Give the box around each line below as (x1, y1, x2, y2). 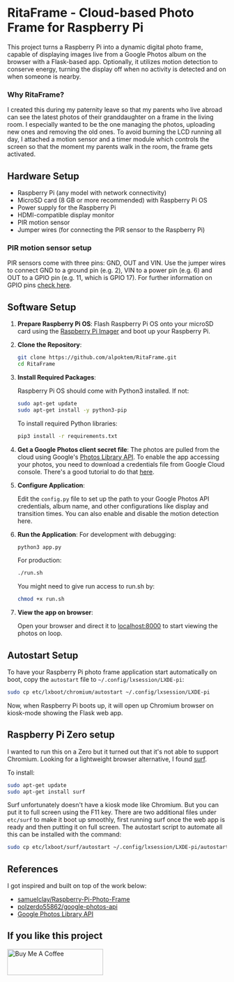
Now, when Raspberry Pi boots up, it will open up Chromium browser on (7, 701, 214, 710)
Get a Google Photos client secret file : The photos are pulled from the (17, 445, 220, 453)
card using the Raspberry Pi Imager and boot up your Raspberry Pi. (17, 327, 210, 336)
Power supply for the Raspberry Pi (17, 203, 116, 212)
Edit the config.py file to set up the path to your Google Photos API (17, 494, 210, 503)
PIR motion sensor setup (7, 242, 92, 252)
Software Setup (7, 301, 77, 313)
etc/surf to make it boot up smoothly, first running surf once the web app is (7, 816, 225, 824)
